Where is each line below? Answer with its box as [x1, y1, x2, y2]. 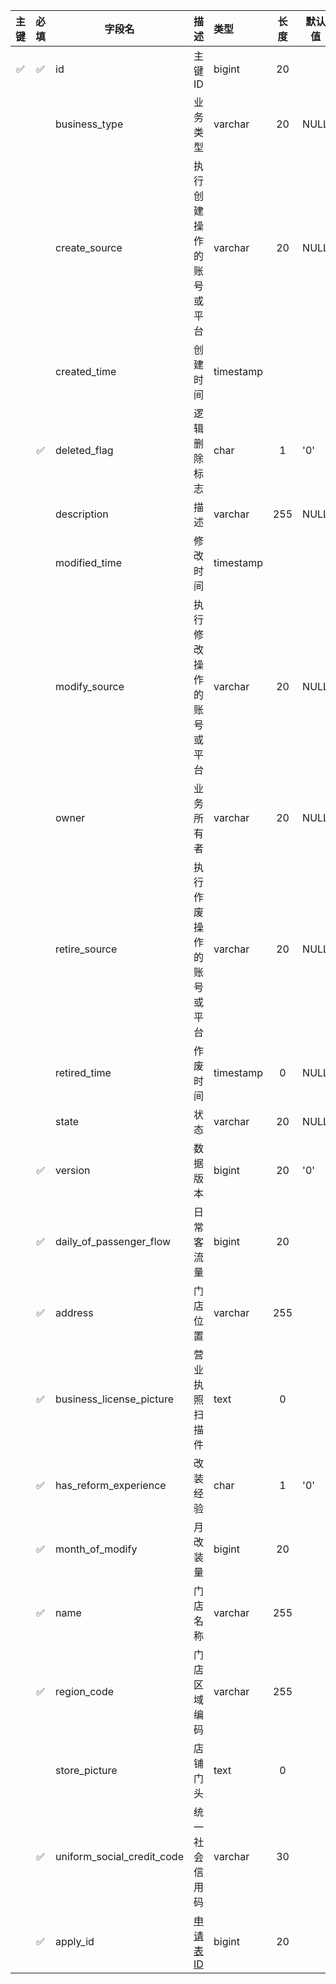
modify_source [55, 680, 125, 693]
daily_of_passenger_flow [55, 1235, 172, 1248]
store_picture [55, 1764, 118, 1777]
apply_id [55, 1935, 95, 1948]
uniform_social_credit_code [55, 1850, 184, 1863]
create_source [55, 241, 123, 254]
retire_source [55, 942, 118, 956]
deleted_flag [55, 444, 114, 457]
